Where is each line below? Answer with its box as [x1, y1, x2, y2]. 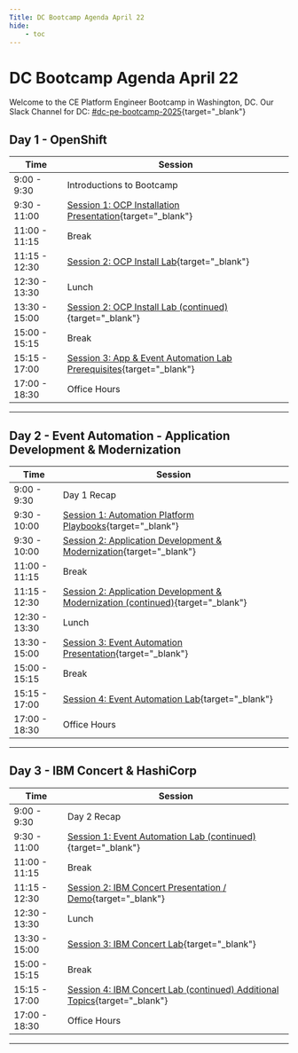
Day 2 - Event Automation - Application [9, 428, 231, 444]
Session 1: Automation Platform [62, 508, 195, 521]
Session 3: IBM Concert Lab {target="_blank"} [67, 938, 257, 950]
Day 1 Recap [62, 489, 117, 501]
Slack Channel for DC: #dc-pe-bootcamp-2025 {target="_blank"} [9, 106, 247, 117]
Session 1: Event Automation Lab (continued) [67, 830, 256, 843]
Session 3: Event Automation [62, 636, 184, 648]
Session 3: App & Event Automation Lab [67, 352, 232, 365]
